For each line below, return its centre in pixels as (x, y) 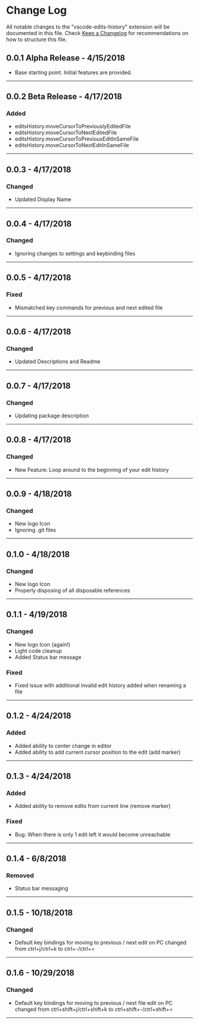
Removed (20, 875)
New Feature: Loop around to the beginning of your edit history (92, 470)
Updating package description (52, 416)
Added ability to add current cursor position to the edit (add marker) (97, 752)
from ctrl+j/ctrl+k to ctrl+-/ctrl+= (55, 949)
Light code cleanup (38, 651)
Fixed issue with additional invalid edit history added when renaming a (100, 685)
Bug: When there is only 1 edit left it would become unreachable (92, 834)
